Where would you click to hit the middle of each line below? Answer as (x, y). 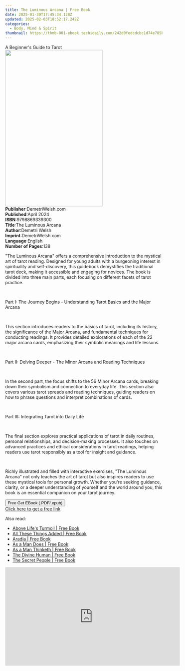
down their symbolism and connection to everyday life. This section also (79, 387)
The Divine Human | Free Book (44, 555)
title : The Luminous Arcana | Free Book (48, 10)
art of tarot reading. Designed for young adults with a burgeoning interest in (83, 261)
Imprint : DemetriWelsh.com (33, 235)
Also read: (16, 519)
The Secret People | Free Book (44, 560)
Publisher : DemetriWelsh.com (35, 209)
